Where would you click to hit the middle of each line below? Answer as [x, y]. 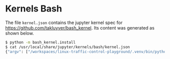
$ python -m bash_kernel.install [40, 42]
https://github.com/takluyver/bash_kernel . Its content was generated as [80, 27]
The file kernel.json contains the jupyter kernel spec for [64, 22]
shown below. [20, 33]
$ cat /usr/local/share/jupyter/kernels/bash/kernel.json [68, 47]
